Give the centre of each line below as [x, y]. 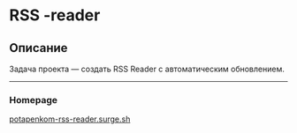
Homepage [33, 100]
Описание [38, 48]
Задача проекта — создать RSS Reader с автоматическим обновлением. [147, 69]
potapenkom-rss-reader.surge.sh [70, 119]
